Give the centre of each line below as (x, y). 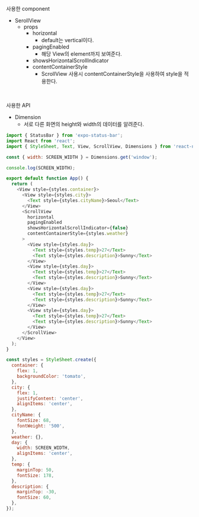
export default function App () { (47, 179)
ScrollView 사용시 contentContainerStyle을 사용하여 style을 (112, 74)
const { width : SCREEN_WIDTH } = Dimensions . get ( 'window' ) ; (82, 157)
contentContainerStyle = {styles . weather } (78, 234)
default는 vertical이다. (68, 40)
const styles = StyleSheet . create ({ (51, 360)
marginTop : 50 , (36, 470)
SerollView (28, 20)
